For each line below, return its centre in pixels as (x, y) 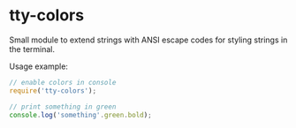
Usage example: (39, 66)
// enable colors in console (63, 82)
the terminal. (32, 49)
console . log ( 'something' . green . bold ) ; (80, 115)
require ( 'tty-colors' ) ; (53, 90)
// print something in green (63, 107)
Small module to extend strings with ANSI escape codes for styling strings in (148, 40)
